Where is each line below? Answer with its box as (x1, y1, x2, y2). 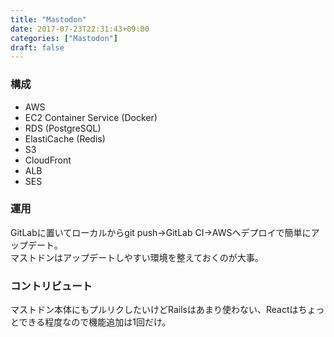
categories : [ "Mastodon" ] (10, 33, 118, 43)
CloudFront (24, 154, 72, 166)
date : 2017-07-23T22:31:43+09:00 (10, 24, 150, 34)
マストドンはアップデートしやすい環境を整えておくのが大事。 (10, 251, 264, 263)
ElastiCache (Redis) (24, 132, 106, 145)
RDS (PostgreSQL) (24, 122, 102, 134)
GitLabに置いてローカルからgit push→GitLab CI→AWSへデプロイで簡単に (10, 226, 312, 238)
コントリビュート (10, 279, 93, 293)
